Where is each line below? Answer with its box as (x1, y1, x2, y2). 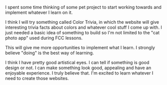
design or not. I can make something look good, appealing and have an (5, 65, 151, 71)
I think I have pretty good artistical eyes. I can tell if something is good (5, 60, 149, 65)
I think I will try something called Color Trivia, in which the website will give (5, 19, 159, 25)
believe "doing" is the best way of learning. (5, 50, 94, 56)
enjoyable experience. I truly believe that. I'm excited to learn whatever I (5, 70, 153, 76)
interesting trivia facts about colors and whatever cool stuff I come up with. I (5, 24, 162, 30)
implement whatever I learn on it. (5, 9, 73, 15)
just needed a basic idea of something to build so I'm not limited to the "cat (5, 30, 160, 35)
